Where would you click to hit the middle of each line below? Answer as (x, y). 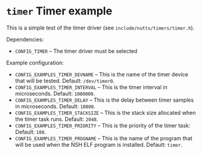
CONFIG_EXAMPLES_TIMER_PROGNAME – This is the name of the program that (104, 138)
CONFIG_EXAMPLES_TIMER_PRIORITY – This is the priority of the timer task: (103, 125)
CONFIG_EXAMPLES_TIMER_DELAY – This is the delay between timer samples (104, 100)
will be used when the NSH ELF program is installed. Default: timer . (99, 144)
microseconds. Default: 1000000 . (55, 93)
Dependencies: (25, 39)
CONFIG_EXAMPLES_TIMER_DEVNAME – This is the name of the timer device (102, 74)
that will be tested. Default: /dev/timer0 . (65, 81)
